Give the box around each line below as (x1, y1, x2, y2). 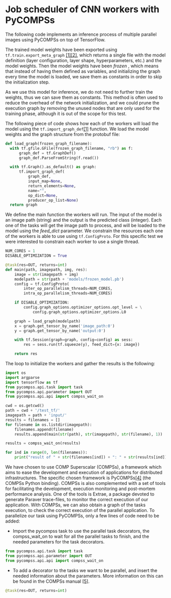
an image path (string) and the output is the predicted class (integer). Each (5, 217, 162, 223)
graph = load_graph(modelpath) (14, 318, 81, 324)
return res (14, 351, 38, 357)
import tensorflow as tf (5, 379, 58, 385)
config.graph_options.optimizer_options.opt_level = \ (23, 305, 142, 310)
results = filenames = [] (5, 417, 60, 422)
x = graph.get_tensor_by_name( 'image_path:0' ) (14, 323, 115, 329)
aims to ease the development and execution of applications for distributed (5, 470, 163, 476)
